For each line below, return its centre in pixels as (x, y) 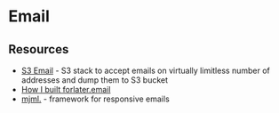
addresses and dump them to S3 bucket (95, 80)
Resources (39, 49)
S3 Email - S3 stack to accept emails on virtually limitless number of (145, 70)
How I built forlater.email (66, 89)
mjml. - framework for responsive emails (95, 99)
